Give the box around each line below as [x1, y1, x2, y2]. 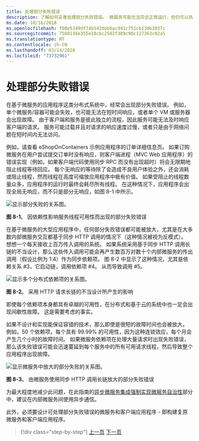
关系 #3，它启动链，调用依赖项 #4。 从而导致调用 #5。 [11, 262, 146, 270]
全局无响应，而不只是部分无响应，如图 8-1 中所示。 [11, 188, 136, 195]
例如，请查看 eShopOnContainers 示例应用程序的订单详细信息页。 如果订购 [6, 143, 190, 150]
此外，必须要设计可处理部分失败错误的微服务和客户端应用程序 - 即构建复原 [6, 408, 188, 415]
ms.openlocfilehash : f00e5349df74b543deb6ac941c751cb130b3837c [6, 25, 166, 31]
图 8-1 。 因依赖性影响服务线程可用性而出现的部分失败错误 [6, 213, 147, 220]
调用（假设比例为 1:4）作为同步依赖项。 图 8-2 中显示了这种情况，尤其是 [6, 255, 184, 262]
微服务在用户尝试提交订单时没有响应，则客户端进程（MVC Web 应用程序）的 [6, 151, 193, 158]
